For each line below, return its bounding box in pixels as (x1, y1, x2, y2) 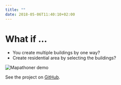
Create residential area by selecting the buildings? (12, 55, 116, 61)
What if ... (5, 33, 48, 45)
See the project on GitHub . (5, 74, 60, 80)
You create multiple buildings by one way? (12, 50, 100, 56)
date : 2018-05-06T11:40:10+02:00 (5, 12, 75, 17)
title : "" (5, 7, 26, 12)
